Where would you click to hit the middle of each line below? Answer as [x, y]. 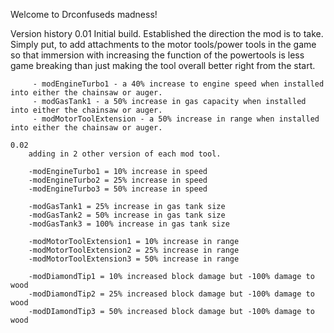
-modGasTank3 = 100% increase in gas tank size [129, 224]
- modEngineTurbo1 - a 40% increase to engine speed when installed [178, 84]
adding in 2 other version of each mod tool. [125, 154]
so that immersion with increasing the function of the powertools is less [157, 55]
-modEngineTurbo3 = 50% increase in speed [118, 189]
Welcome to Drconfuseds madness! [84, 14]
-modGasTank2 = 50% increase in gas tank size [127, 215]
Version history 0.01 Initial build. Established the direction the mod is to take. [167, 33]
